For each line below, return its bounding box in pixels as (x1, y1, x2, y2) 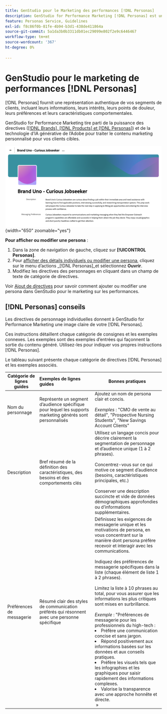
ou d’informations (94, 504, 131, 510)
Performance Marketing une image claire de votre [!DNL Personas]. (5, 321, 143, 327)
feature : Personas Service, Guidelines (5, 18, 88, 23)
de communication (39, 604, 78, 610)
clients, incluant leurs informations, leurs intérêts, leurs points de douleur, (5, 105, 156, 111)
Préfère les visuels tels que (101, 659, 156, 665)
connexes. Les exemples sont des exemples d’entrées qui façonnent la (5, 336, 150, 342)
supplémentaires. (94, 509, 130, 515)
